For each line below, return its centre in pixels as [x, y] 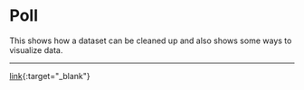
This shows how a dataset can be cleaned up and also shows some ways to [151, 40]
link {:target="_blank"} [50, 76]
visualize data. [36, 49]
